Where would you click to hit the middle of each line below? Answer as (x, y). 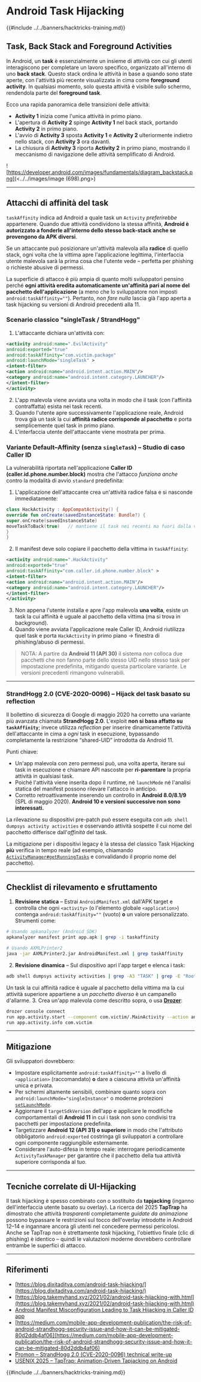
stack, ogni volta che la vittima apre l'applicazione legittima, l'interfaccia (95, 254)
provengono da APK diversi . (42, 236)
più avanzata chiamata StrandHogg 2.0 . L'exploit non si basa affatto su (95, 721)
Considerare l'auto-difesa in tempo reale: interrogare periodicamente (100, 1149)
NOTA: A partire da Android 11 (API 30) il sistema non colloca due (102, 654)
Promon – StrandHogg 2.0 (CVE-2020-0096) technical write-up (93, 1354)
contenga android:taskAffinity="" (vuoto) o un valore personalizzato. (102, 915)
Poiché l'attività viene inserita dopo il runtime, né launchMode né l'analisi (103, 782)
